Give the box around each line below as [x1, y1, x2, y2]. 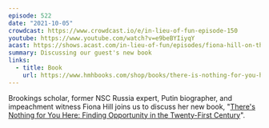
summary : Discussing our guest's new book [8, 49, 152, 57]
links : [8, 57, 30, 65]
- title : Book [15, 64, 62, 72]
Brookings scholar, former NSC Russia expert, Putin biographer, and [8, 93, 232, 102]
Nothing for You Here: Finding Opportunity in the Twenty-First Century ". [8, 110, 246, 120]
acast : [8, 42, 30, 50]
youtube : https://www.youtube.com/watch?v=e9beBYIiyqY [8, 34, 195, 42]
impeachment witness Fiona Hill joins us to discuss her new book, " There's [8, 102, 256, 111]
